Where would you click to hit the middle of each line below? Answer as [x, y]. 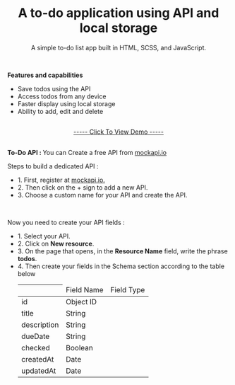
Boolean [79, 348]
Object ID [82, 302]
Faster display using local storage [66, 103]
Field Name [85, 290]
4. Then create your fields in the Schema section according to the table [121, 266]
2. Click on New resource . [56, 243]
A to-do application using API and [119, 13]
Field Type [128, 290]
